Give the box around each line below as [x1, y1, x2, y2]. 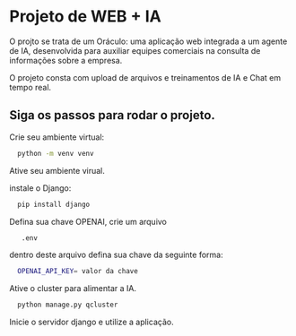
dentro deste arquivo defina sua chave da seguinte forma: [9, 249, 223, 261]
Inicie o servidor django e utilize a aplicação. [9, 316, 174, 328]
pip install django [17, 200, 91, 209]
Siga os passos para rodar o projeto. [9, 108, 215, 123]
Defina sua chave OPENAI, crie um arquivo [9, 216, 168, 227]
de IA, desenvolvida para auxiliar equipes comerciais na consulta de [9, 45, 261, 56]
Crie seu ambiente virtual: [9, 132, 105, 142]
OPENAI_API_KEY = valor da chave [17, 267, 139, 276]
